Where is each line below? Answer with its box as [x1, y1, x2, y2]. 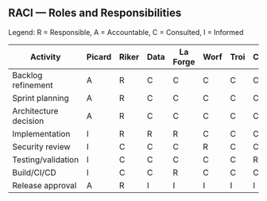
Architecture [12, 105, 59, 116]
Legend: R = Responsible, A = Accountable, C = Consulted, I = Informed [8, 27, 244, 37]
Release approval [12, 180, 77, 191]
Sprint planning [12, 92, 69, 103]
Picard [86, 51, 112, 62]
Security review [12, 141, 71, 152]
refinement [12, 79, 53, 91]
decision [12, 115, 44, 126]
